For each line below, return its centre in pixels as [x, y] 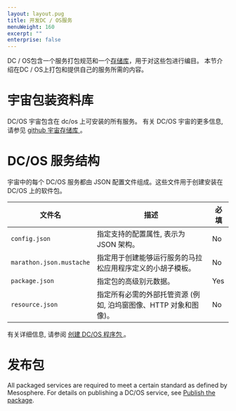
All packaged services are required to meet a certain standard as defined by [117, 385]
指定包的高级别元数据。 [136, 281]
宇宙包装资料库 [51, 101]
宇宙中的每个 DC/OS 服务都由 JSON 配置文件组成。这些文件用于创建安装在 [115, 182]
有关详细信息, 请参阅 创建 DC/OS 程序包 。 [68, 334]
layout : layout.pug [36, 14]
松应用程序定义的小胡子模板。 [146, 268]
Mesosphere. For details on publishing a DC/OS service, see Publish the [111, 392]
